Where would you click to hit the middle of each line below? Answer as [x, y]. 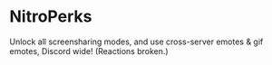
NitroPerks [51, 17]
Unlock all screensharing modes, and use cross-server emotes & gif [136, 42]
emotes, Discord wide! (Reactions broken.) [89, 51]
